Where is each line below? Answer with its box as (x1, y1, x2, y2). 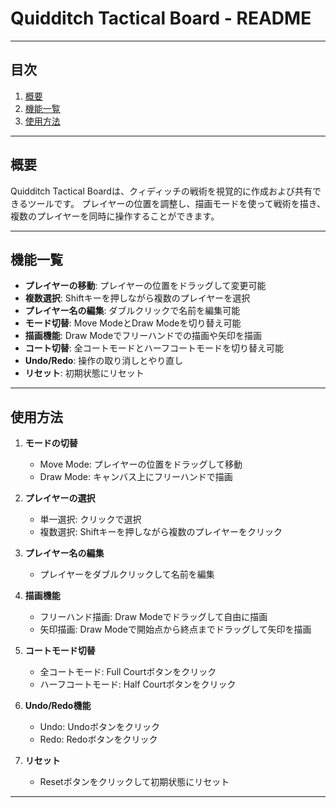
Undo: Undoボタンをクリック (39, 721, 160, 733)
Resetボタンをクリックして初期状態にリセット (39, 776, 230, 788)
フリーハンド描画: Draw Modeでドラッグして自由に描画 (39, 611, 268, 623)
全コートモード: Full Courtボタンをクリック (39, 666, 217, 678)
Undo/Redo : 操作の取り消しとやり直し (24, 355, 184, 367)
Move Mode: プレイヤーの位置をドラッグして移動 (39, 458, 243, 471)
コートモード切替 (24, 645, 96, 657)
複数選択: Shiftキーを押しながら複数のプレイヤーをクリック (39, 526, 283, 538)
